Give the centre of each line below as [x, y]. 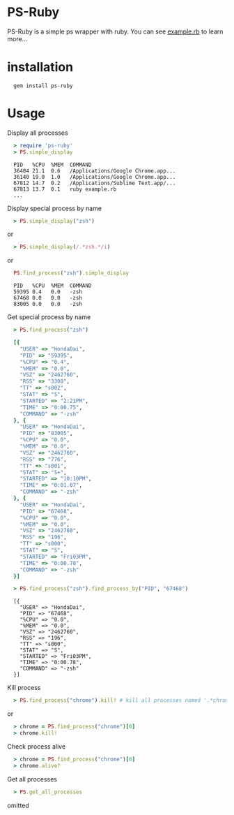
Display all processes [38, 133]
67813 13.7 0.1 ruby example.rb [65, 189]
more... [17, 38]
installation [40, 67]
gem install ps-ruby [43, 86]
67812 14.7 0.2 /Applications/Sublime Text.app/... [95, 183]
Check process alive [37, 746]
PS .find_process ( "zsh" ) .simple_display [71, 273]
